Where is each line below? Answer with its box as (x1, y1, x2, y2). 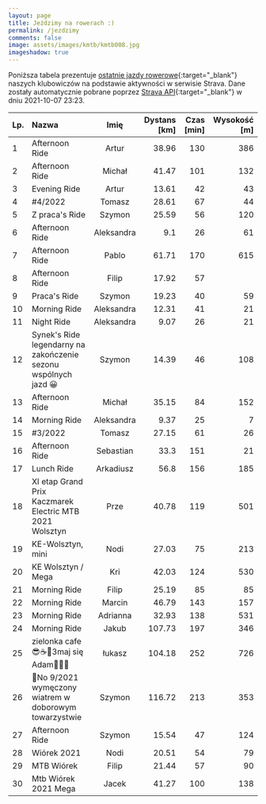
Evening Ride (31, 183, 81, 194)
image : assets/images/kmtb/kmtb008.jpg (8, 41, 140, 49)
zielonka (31, 636, 63, 647)
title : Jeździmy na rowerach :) (8, 19, 115, 27)
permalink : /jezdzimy (8, 26, 80, 34)
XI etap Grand (31, 476, 83, 487)
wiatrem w (31, 692, 71, 702)
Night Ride (31, 317, 71, 327)
